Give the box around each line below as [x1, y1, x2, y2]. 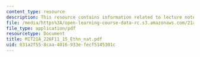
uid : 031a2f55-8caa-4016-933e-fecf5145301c [6, 42, 116, 48]
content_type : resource [6, 8, 65, 15]
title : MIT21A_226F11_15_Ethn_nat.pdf [6, 36, 102, 42]
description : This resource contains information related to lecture [6, 14, 183, 20]
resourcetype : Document [6, 31, 65, 37]
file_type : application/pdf [6, 25, 76, 31]
